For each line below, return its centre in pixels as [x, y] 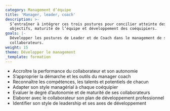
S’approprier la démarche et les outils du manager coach [72, 77]
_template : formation [28, 57]
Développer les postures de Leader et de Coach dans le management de [86, 38]
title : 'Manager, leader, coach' [40, 15]
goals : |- [16, 33]
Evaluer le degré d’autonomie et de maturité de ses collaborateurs [81, 93]
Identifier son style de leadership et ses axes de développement [79, 103]
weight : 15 [17, 47]
